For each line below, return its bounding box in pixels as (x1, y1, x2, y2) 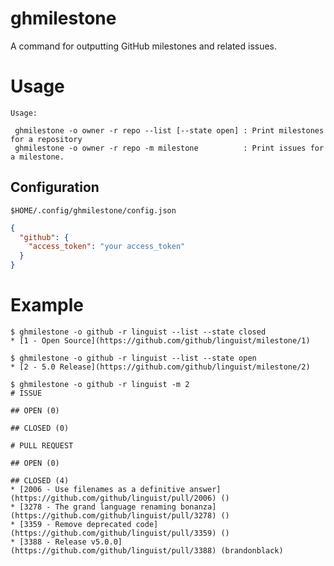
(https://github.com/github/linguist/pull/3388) (10, 546, 217, 556)
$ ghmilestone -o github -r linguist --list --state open (10, 353, 257, 363)
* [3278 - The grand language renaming (10, 502, 177, 512)
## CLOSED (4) (10, 476, 70, 486)
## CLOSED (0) (10, 423, 70, 433)
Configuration (10, 179, 100, 196)
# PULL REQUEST (10, 441, 74, 451)
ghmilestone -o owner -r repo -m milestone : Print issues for (14, 143, 325, 153)
